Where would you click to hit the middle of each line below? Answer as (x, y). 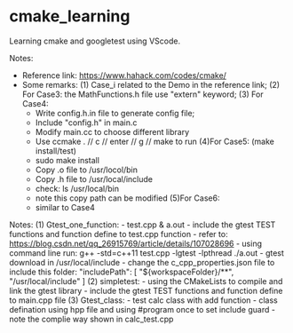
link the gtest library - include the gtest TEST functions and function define (146, 290)
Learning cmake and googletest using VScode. (95, 41)
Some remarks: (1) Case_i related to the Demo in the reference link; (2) (151, 84)
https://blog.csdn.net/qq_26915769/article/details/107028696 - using (136, 243)
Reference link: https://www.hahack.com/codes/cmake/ (124, 75)
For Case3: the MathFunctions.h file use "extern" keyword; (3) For (143, 94)
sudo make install (67, 160)
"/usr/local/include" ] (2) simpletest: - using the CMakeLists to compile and (146, 281)
